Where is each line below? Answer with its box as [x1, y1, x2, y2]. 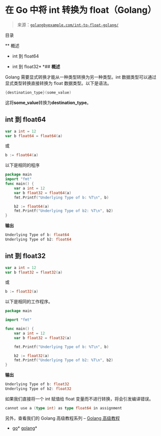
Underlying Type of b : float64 [5, 233, 69, 237]
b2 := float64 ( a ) [14, 204, 50, 209]
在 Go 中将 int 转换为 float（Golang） [5, 4, 157, 16]
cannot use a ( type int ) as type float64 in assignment [5, 405, 122, 410]
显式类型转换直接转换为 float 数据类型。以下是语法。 [5, 80, 112, 86]
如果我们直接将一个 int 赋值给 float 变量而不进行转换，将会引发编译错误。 [5, 396, 154, 402]
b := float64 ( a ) [5, 153, 38, 158]
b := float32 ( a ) [5, 289, 38, 294]
